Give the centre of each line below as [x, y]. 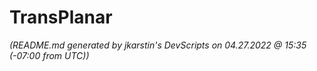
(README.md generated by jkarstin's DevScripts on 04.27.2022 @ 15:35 [158, 45]
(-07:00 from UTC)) [49, 55]
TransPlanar [61, 17]
